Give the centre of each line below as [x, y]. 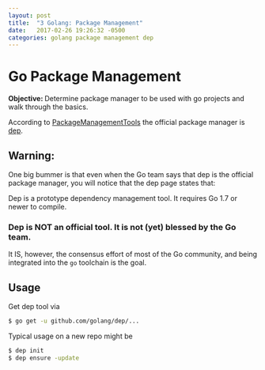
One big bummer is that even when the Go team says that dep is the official [131, 174]
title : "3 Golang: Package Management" [76, 23]
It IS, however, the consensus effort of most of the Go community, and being [133, 255]
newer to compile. [38, 207]
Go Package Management [95, 77]
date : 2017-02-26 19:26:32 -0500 [67, 30]
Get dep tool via [34, 307]
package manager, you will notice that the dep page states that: [112, 183]
